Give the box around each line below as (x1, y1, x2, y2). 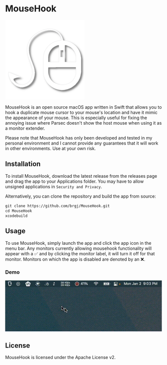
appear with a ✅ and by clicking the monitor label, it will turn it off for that (5, 250, 155, 256)
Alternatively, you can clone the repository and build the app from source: (5, 193, 157, 199)
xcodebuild (5, 213, 28, 219)
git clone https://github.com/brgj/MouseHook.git (5, 203, 110, 209)
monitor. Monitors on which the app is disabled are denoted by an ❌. (5, 256, 146, 262)
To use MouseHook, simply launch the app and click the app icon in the (5, 240, 152, 246)
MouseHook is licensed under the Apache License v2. (5, 355, 116, 361)
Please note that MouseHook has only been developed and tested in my (5, 135, 153, 141)
